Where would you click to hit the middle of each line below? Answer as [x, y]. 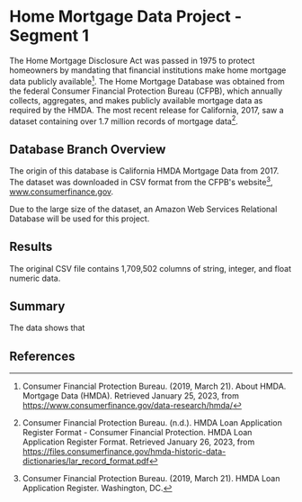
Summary [37, 306]
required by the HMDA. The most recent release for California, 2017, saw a [147, 110]
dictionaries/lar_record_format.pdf [86, 462]
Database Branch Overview [88, 149]
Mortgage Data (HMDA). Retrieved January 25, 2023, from [131, 396]
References [42, 356]
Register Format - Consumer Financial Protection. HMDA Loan [137, 433]
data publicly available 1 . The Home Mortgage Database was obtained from [147, 80]
